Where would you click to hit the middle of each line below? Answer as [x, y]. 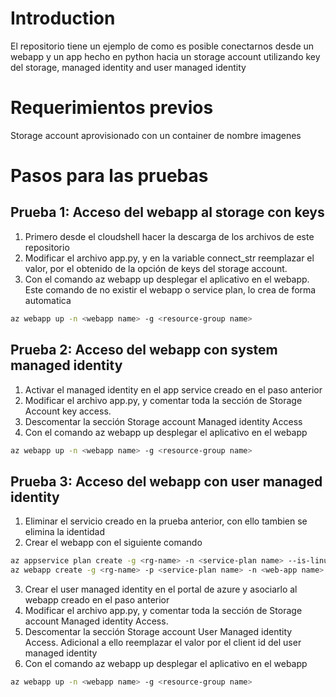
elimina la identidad [65, 532]
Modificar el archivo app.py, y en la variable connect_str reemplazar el [169, 258]
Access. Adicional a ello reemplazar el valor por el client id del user [163, 642]
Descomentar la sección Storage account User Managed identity [158, 631]
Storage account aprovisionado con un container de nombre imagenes [156, 135]
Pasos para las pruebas [109, 176]
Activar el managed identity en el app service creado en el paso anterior [173, 389]
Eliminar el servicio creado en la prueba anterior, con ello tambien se [166, 521]
